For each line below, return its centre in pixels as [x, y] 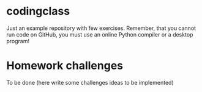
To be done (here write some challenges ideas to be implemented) [90, 82]
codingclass [38, 11]
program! [18, 41]
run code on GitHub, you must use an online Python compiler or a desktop [100, 34]
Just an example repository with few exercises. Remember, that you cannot [101, 28]
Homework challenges [65, 66]
